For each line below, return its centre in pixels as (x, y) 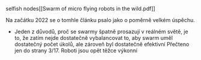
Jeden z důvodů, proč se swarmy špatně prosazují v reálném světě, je (101, 31)
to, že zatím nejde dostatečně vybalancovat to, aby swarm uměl (93, 38)
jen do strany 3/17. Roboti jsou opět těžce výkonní (76, 50)
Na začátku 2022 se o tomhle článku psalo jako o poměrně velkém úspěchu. (100, 20)
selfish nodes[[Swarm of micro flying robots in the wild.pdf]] (81, 9)
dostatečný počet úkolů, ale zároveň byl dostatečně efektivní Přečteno (102, 44)
